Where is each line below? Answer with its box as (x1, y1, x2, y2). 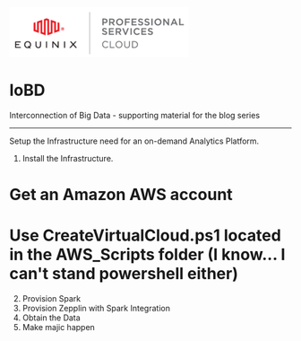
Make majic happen (21, 322, 96, 333)
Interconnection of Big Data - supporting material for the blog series (9, 109, 261, 120)
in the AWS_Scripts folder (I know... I (9, 245, 286, 265)
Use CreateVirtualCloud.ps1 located (9, 225, 282, 246)
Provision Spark (21, 293, 82, 304)
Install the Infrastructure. (21, 153, 114, 163)
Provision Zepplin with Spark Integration (21, 303, 170, 314)
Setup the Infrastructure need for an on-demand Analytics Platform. (9, 136, 260, 146)
